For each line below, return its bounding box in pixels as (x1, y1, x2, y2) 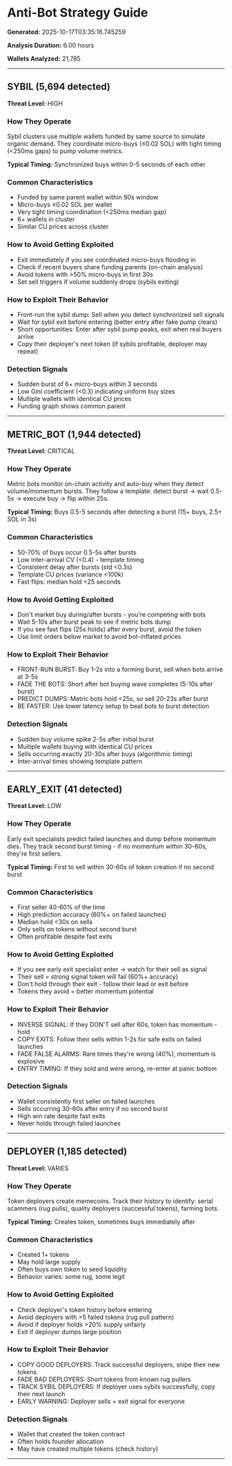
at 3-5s (17, 673, 38, 681)
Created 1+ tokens (17, 1251, 70, 1259)
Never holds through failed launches (17, 1119, 121, 1127)
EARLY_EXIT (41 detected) (7, 783, 123, 795)
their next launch (17, 1389, 66, 1398)
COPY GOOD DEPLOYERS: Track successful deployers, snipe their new (17, 1360, 220, 1369)
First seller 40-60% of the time (17, 903, 106, 911)
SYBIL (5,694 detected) (7, 81, 110, 93)
